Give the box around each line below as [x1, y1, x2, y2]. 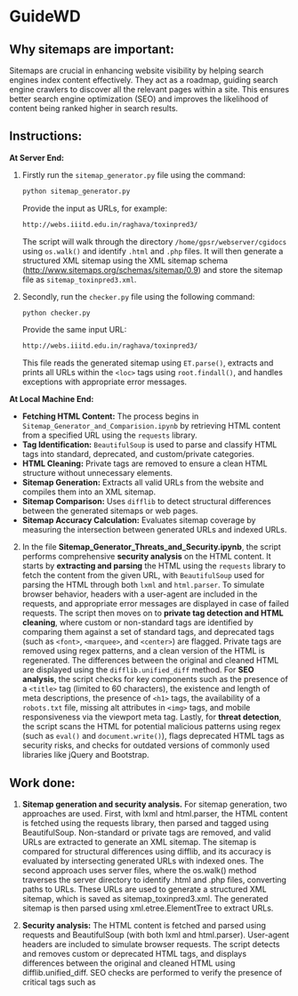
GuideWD [9, 6, 82, 27]
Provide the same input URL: [21, 325, 127, 335]
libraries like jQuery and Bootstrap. [21, 750, 149, 760]
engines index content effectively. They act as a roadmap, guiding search [9, 75, 278, 85]
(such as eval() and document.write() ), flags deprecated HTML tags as [21, 731, 285, 742]
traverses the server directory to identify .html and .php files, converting [21, 874, 287, 886]
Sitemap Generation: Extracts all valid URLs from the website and [21, 478, 264, 488]
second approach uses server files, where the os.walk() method [21, 865, 257, 876]
